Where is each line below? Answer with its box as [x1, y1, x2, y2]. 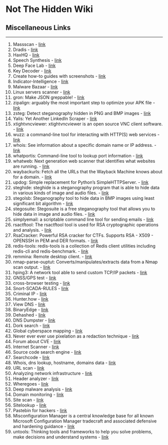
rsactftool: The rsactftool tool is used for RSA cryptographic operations [12, 222, 159, 228]
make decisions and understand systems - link [12, 434, 109, 440]
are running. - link [12, 163, 50, 169]
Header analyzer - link [12, 376, 59, 382]
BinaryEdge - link [12, 307, 49, 313]
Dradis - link [12, 46, 38, 52]
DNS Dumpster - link [12, 317, 55, 323]
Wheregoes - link [12, 381, 49, 387]
